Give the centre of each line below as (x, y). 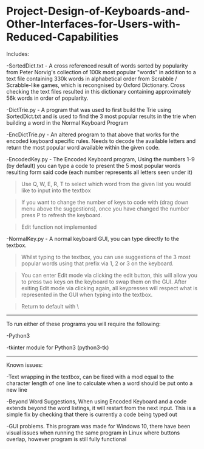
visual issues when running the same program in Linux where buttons (93, 433)
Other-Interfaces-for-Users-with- (93, 24)
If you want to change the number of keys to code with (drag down (105, 202)
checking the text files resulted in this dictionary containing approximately (99, 91)
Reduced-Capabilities (63, 37)
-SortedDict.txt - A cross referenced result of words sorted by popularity (97, 66)
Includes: (18, 54)
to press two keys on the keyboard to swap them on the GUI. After (104, 282)
